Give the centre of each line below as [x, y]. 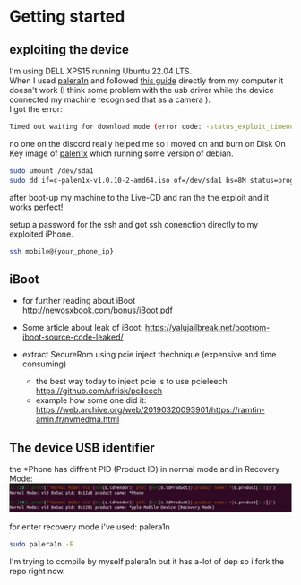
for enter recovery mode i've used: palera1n [90, 527]
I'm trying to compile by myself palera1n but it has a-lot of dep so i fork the [147, 561]
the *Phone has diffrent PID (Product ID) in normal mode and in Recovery [145, 469]
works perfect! [36, 207]
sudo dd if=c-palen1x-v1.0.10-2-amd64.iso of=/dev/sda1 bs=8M [128, 180]
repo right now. [37, 571]
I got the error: [36, 109]
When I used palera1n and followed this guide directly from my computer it [146, 81]
